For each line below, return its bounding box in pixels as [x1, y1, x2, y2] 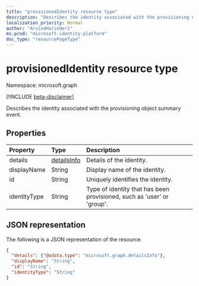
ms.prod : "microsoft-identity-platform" [6, 31, 108, 37]
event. [6, 111, 22, 118]
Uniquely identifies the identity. [86, 175, 173, 183]
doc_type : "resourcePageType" [6, 36, 81, 42]
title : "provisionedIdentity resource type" [6, 8, 118, 15]
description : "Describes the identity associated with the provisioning [6, 14, 190, 20]
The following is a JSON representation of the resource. [6, 235, 142, 243]
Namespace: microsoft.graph [6, 81, 78, 89]
